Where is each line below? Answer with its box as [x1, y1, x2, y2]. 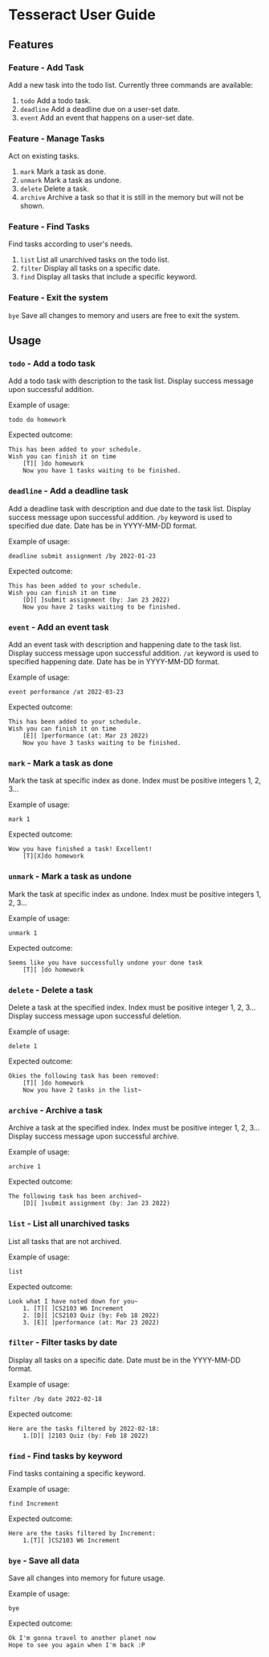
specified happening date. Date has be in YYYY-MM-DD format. [8, 657, 220, 667]
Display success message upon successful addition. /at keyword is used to [8, 648, 259, 658]
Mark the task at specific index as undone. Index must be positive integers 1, [8, 889, 262, 899]
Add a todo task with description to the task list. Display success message [8, 376, 255, 386]
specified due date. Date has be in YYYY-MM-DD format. [8, 521, 198, 531]
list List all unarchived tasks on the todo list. [19, 255, 170, 265]
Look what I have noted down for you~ [8, 1297, 138, 1305]
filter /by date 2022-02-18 [8, 1395, 103, 1403]
